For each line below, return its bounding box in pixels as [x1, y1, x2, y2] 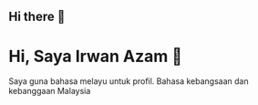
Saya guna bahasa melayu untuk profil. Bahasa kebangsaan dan [8, 76, 249, 87]
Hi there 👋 [8, 9, 66, 25]
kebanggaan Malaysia [8, 86, 91, 97]
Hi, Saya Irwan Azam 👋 [8, 46, 183, 67]
